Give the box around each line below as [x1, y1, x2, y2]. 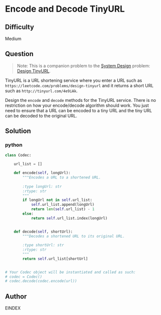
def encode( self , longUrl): [14, 171, 71, 176]
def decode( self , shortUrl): [14, 229, 73, 234]
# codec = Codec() [5, 274, 42, 279]
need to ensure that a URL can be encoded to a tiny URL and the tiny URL [5, 107, 152, 113]
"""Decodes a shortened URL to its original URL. [22, 234, 125, 238]
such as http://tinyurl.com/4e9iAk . [5, 88, 78, 94]
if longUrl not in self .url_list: [22, 197, 92, 203]
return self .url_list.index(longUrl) [31, 216, 108, 220]
